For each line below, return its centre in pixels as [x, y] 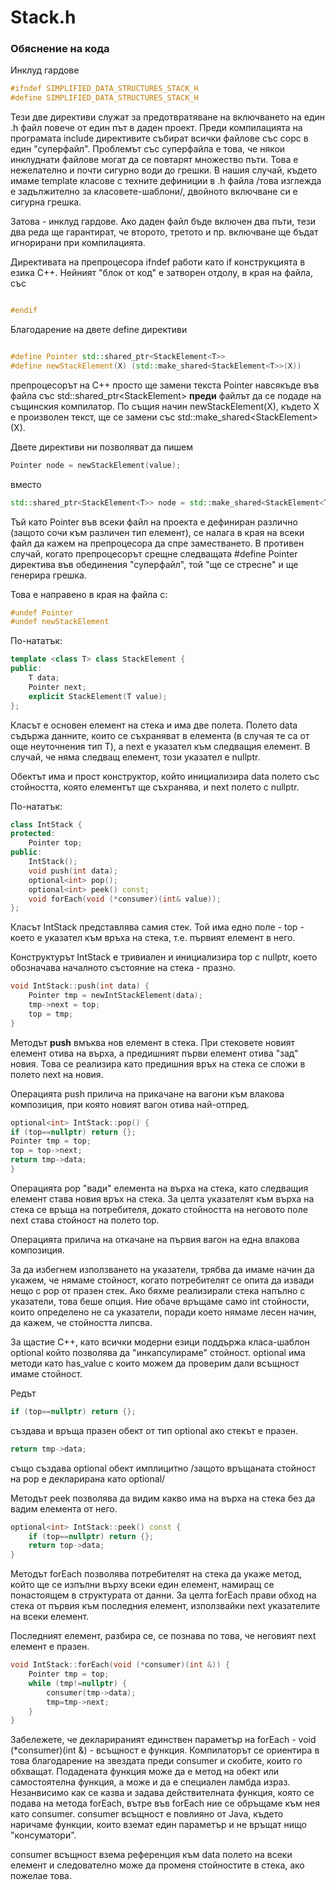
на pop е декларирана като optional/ [88, 1478]
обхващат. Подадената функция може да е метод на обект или [145, 1772]
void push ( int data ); [73, 871]
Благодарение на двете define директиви [99, 330]
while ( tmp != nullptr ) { [78, 1683]
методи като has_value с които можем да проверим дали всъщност [155, 1363]
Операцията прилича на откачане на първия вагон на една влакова [155, 1239]
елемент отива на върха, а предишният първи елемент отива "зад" [154, 1053]
